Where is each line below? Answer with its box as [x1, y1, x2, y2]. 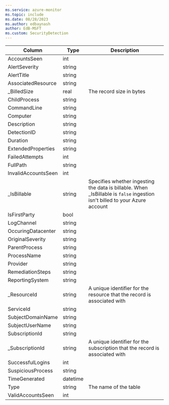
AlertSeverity [8, 63, 39, 70]
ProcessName [8, 252, 41, 259]
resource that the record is [88, 291, 151, 298]
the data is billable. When [88, 184, 148, 191]
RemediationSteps [8, 269, 51, 275]
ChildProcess [8, 96, 39, 103]
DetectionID [8, 129, 36, 136]
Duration [8, 137, 29, 144]
